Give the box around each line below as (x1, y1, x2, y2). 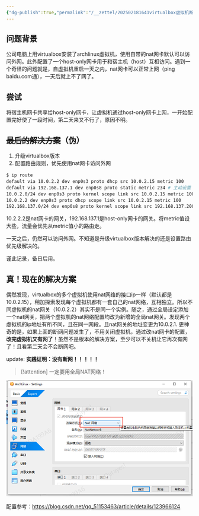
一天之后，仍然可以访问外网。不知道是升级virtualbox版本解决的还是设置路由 (6, 235, 191, 242)
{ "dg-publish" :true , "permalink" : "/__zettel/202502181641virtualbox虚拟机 (6, 10, 190, 15)
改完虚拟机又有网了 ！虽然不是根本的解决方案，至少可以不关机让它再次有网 (6, 335, 188, 343)
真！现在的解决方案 (6, 274, 76, 284)
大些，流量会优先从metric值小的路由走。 (6, 223, 105, 230)
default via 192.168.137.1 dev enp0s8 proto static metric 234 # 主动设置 (6, 185, 191, 191)
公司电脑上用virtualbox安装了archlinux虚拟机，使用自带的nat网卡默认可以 (6, 50, 185, 58)
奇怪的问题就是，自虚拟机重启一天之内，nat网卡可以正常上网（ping (11, 65, 175, 72)
